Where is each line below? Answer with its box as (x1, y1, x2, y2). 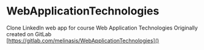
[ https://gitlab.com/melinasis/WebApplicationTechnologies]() (6, 37, 159, 44)
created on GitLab (6, 30, 52, 37)
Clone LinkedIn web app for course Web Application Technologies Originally (6, 24, 199, 31)
